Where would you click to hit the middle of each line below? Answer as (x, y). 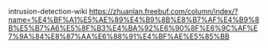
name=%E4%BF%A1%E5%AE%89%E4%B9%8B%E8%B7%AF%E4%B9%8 (134, 20)
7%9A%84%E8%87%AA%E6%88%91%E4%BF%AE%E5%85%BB (119, 36)
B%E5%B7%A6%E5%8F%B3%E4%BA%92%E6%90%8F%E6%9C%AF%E (133, 28)
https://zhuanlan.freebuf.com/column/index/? (164, 11)
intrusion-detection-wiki (48, 11)
